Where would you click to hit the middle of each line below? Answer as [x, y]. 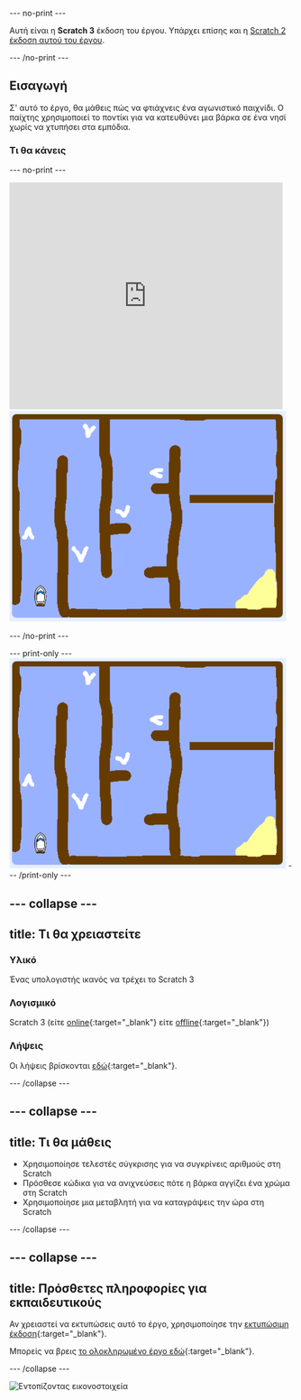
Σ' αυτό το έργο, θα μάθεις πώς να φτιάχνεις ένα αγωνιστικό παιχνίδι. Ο [146, 107]
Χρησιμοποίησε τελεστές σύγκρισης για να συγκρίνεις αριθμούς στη [151, 1164]
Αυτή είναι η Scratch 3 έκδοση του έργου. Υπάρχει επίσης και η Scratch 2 [148, 30]
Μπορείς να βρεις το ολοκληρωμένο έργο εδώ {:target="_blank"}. [132, 1351]
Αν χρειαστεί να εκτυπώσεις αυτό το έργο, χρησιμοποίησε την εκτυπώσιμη [149, 1324]
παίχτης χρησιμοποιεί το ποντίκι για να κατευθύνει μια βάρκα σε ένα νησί [148, 117]
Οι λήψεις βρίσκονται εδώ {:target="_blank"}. [93, 1065]
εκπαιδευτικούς [55, 1302]
